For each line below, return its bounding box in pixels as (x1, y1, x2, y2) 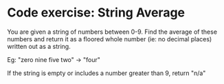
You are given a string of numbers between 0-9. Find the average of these (7, 28, 218, 36)
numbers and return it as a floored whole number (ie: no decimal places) (7, 34, 212, 43)
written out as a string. (7, 42, 71, 50)
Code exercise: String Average (7, 5, 186, 21)
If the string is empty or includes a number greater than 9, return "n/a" (7, 69, 206, 77)
